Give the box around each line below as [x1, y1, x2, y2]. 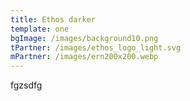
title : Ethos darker [10, 14, 97, 25]
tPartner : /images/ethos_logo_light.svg [10, 42, 182, 53]
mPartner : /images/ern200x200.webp [10, 52, 159, 62]
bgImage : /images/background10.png [10, 33, 159, 43]
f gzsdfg [10, 79, 43, 91]
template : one [10, 24, 70, 34]
